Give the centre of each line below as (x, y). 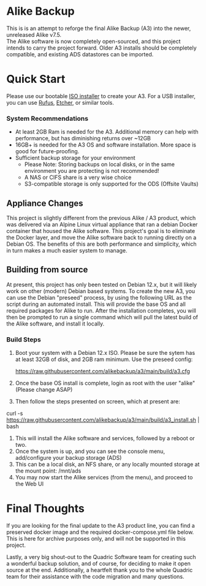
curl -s (15, 413)
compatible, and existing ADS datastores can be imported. (80, 54)
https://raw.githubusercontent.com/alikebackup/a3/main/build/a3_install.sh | (103, 420)
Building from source (47, 270)
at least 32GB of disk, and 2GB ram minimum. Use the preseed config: (104, 359)
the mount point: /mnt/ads (48, 471)
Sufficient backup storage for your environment (75, 158)
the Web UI (29, 484)
